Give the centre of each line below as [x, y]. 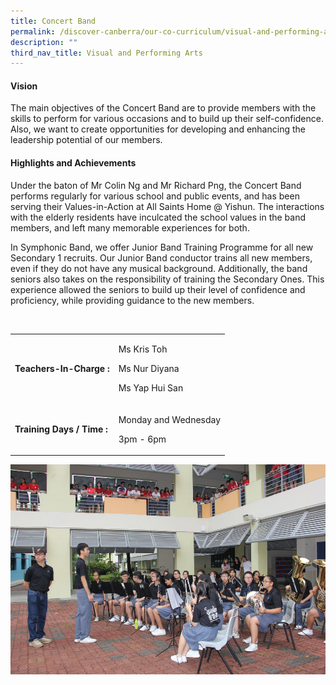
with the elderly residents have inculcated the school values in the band [158, 217]
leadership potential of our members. [86, 140]
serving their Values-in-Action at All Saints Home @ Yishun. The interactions [167, 206]
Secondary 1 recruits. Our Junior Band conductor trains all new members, [161, 257]
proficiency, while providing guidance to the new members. [132, 300]
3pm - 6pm [142, 439]
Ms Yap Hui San [151, 388]
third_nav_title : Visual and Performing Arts [106, 53]
